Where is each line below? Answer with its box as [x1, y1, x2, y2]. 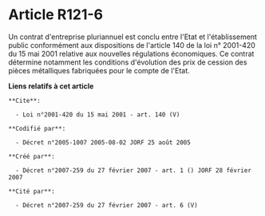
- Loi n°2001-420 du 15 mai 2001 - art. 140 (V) [15, 110, 180, 119]
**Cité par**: [8, 187, 56, 195]
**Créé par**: [8, 152, 56, 160]
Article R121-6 [8, 6, 104, 24]
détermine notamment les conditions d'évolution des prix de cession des [8, 57, 247, 67]
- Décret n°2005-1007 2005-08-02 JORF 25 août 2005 [15, 138, 192, 147]
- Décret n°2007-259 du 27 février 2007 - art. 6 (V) [15, 201, 198, 209]
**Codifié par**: [8, 124, 66, 132]
